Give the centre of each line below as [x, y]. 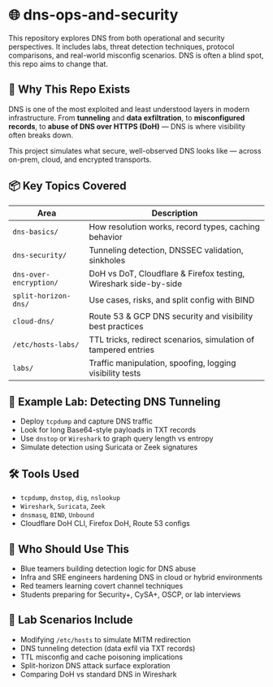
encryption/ [36, 283]
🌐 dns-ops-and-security [93, 15]
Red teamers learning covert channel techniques [102, 586]
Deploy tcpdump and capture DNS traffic [86, 421]
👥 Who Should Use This [69, 549]
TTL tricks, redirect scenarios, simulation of [171, 339]
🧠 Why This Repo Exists [69, 90]
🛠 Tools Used [44, 474]
